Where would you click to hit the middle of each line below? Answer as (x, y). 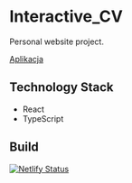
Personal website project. (57, 41)
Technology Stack (61, 87)
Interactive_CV (66, 17)
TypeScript (43, 118)
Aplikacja (26, 59)
